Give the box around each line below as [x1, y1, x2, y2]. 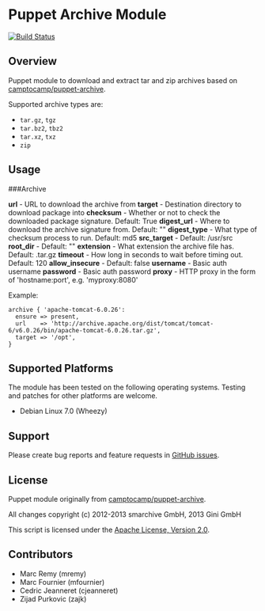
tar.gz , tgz [19, 115, 57, 124]
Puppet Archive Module [8, 6, 167, 24]
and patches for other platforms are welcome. [8, 391, 158, 400]
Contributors [8, 548, 74, 561]
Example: [8, 290, 39, 300]
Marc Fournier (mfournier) [19, 577, 105, 586]
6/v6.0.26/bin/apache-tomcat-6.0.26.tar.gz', [8, 326, 161, 334]
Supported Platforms [8, 362, 114, 375]
